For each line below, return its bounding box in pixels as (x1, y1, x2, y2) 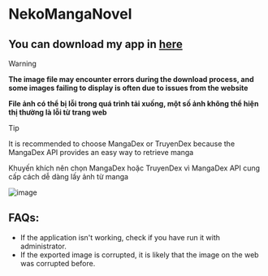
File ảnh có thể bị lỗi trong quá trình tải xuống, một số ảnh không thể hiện (8, 99, 259, 108)
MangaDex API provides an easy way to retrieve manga (8, 148, 194, 157)
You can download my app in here (8, 37, 183, 51)
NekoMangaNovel (8, 5, 132, 24)
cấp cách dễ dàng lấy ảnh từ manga (8, 172, 128, 181)
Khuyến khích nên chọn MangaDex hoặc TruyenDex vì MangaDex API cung (8, 163, 261, 173)
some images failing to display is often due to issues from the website (8, 83, 249, 93)
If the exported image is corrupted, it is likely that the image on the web (19, 249, 259, 260)
